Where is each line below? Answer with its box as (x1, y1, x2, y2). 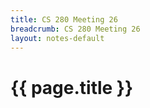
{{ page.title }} (10, 76, 134, 99)
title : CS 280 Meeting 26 (10, 14, 118, 25)
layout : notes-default (10, 33, 105, 43)
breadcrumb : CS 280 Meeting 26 (10, 24, 141, 34)
